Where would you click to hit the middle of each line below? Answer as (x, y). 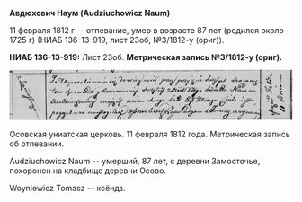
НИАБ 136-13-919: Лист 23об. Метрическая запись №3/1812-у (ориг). (146, 57)
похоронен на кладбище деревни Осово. (88, 171)
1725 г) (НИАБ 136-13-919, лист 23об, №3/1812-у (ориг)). (117, 40)
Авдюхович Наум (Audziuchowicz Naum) (90, 13)
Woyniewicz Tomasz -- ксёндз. (67, 188)
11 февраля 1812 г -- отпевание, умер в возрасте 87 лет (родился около (147, 30)
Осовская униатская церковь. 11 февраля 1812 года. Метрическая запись (150, 134)
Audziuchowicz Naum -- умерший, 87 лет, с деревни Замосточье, (135, 161)
